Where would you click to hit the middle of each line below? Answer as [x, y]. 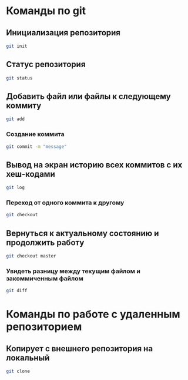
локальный [28, 358]
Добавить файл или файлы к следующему [89, 96]
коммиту [24, 105]
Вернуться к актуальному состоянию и [83, 233]
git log [16, 188]
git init [17, 46]
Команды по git [46, 11]
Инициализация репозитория [63, 33]
